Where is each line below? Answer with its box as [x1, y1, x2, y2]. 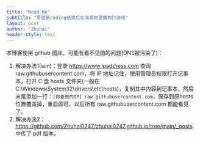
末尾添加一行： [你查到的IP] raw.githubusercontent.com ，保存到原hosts [15, 93, 194, 100]
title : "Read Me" [6, 9, 51, 15]
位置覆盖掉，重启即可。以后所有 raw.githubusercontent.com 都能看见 [15, 100, 189, 108]
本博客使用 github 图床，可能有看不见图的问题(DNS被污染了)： [6, 50, 163, 57]
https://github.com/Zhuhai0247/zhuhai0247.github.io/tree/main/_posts [15, 123, 193, 130]
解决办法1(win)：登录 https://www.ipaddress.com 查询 [15, 62, 151, 70]
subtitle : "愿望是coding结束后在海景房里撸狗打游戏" [6, 15, 129, 21]
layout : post [6, 20, 40, 26]
